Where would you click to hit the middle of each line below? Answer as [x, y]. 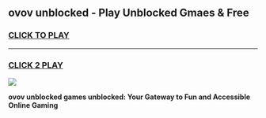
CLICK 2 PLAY [36, 65]
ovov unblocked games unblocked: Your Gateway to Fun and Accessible [129, 97]
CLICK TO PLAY [39, 35]
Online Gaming [33, 105]
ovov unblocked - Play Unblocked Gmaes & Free [129, 13]
